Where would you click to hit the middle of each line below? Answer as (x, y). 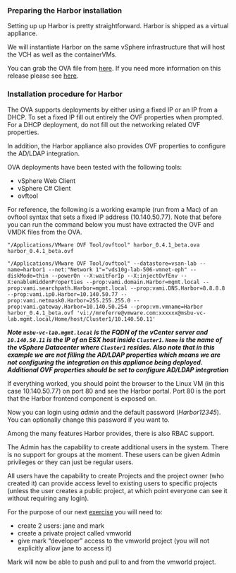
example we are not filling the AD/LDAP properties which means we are (114, 355)
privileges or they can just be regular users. (70, 462)
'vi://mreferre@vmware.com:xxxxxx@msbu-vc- (141, 313)
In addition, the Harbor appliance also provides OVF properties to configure (117, 146)
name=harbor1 (26, 270)
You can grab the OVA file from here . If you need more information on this (114, 69)
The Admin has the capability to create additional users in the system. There (118, 447)
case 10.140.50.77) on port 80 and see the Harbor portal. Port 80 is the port (117, 391)
